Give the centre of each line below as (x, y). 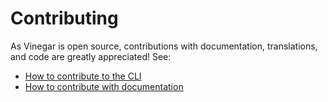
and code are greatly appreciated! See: (91, 56)
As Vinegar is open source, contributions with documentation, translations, (164, 46)
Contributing (64, 18)
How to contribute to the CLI (83, 76)
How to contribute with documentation (104, 86)
